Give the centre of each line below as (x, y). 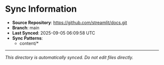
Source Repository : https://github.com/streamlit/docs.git (70, 22)
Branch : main (26, 27)
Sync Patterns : (27, 38)
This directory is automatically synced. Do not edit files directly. (69, 57)
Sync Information (41, 9)
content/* (29, 43)
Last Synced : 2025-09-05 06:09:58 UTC (53, 33)
